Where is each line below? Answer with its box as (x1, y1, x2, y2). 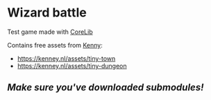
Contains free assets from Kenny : (7, 41, 103, 49)
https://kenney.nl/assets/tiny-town (17, 54, 116, 63)
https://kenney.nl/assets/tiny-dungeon (17, 61, 127, 70)
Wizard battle (7, 5, 87, 21)
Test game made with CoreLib (7, 28, 93, 36)
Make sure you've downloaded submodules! (7, 81, 204, 94)
